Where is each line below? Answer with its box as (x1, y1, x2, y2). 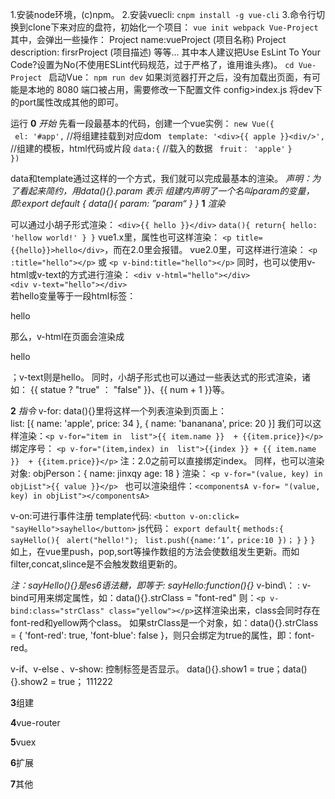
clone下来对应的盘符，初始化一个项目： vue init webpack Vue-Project (27, 21, 319, 33)
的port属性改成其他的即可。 (10, 96, 125, 108)
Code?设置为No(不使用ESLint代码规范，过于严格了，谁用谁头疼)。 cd (10, 59, 295, 70)
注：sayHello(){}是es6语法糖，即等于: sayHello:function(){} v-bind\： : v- (10, 579, 312, 591)
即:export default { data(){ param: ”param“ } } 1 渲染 (10, 198, 226, 209)
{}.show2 (10, 676, 48, 687)
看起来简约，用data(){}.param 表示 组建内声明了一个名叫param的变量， (18, 185, 315, 197)
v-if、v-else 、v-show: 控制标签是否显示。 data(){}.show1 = (10, 663, 256, 675)
